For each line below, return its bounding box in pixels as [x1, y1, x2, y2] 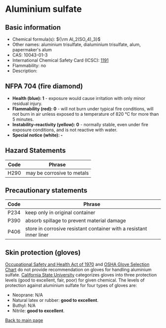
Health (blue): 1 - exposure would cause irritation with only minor [12, 95, 146, 101]
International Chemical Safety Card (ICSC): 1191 [12, 57, 109, 63]
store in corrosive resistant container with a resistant [25, 225, 147, 232]
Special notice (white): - [12, 132, 63, 138]
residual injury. [12, 100, 42, 106]
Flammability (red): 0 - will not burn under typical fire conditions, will [12, 105, 154, 112]
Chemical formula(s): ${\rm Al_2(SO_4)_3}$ [12, 36, 101, 42]
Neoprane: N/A [12, 292, 43, 298]
